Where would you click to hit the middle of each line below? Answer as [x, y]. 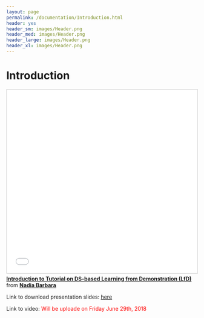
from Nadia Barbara [31, 285]
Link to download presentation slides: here [59, 297]
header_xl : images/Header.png [44, 46]
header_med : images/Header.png [46, 35]
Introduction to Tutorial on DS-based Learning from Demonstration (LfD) [99, 279]
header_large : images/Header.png [48, 40]
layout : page [23, 12]
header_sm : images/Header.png [44, 29]
